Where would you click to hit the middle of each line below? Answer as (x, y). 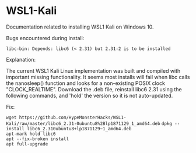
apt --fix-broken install (37, 139)
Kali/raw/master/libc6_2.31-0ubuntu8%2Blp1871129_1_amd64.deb (83, 123)
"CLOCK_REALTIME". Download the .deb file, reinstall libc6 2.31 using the (94, 89)
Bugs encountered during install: (45, 38)
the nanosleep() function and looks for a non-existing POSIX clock (85, 83)
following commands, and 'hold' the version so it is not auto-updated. (90, 95)
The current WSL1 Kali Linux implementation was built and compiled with (93, 70)
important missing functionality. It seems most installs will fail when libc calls (98, 77)
